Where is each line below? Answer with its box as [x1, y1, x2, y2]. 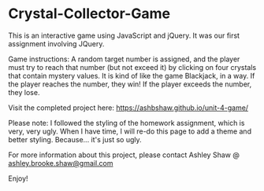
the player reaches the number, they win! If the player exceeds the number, [8, 79, 252, 89]
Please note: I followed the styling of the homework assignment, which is [8, 118, 245, 127]
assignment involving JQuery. [8, 39, 105, 48]
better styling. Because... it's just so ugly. [8, 134, 142, 144]
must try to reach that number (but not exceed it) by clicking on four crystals [8, 62, 257, 72]
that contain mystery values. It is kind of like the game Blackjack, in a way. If [8, 71, 255, 80]
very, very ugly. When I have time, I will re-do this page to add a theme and [8, 127, 252, 136]
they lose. [8, 87, 40, 97]
